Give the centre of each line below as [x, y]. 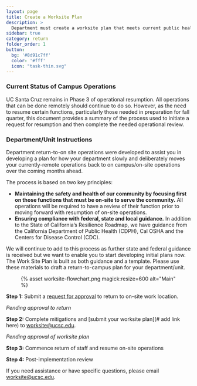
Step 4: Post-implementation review [50, 359]
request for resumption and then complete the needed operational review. [95, 124]
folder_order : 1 [26, 45]
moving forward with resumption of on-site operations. [81, 212]
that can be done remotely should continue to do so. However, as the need [96, 106]
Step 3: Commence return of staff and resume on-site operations [85, 348]
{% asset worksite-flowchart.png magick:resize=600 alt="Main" [98, 279]
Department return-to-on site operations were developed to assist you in [94, 152]
